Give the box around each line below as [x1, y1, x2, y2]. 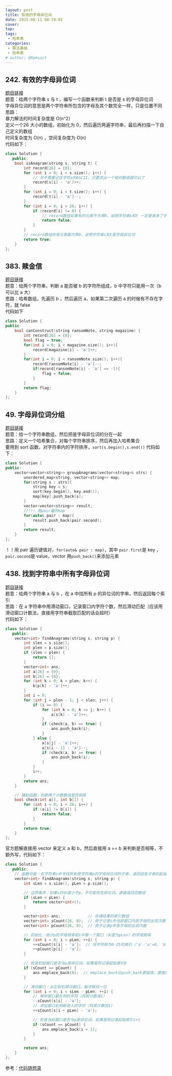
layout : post [5, 7, 33, 13]
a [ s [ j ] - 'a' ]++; [41, 740, 79, 745]
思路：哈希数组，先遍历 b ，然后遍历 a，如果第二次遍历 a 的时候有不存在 [5, 295, 159, 302]
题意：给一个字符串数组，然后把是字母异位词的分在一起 [5, 431, 122, 438]
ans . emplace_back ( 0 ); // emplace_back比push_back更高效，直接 [32, 970, 165, 975]
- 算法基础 [7, 46, 28, 51]
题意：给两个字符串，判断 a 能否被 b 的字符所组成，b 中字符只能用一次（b [5, 283, 162, 289]
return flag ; [24, 385, 52, 391]
